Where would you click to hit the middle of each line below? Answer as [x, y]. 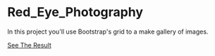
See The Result [29, 45]
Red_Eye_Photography [75, 12]
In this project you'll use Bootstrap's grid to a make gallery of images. [108, 31]
